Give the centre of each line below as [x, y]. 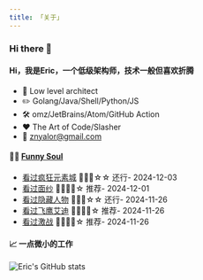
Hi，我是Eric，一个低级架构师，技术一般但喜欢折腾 [101, 71]
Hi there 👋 [31, 48]
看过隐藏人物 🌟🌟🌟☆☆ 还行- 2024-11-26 [94, 199]
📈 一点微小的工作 [41, 244]
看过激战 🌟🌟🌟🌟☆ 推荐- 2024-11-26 [86, 222]
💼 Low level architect [60, 90]
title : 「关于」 [36, 17]
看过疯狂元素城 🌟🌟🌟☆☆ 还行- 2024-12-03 [100, 177]
